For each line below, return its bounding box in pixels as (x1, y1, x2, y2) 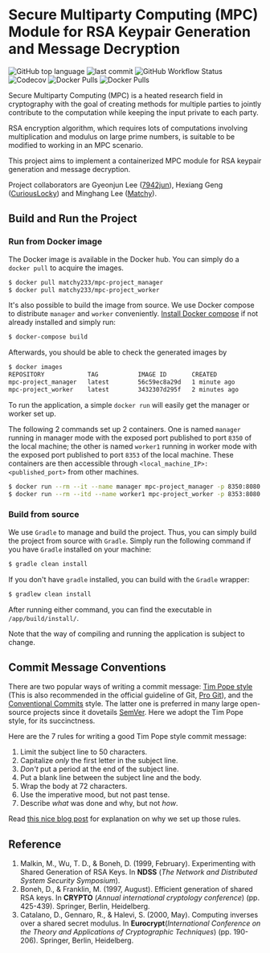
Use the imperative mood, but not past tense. (19, 790, 170, 799)
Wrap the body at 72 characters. (19, 782, 128, 791)
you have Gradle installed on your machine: (8, 544, 152, 554)
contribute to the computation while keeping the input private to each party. (8, 107, 259, 117)
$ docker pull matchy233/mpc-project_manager (8, 278, 163, 286)
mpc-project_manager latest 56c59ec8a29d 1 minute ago (8, 378, 235, 386)
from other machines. (67, 466, 139, 476)
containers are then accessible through (8, 458, 138, 468)
